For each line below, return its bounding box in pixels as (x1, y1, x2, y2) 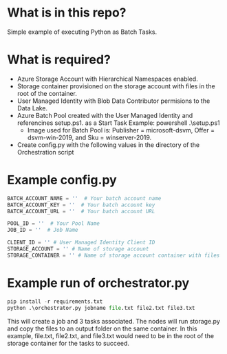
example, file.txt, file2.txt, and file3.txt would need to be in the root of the (7, 331, 215, 340)
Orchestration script (17, 148, 74, 156)
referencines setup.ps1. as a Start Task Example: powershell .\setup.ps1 (17, 119, 220, 127)
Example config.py (7, 173, 117, 188)
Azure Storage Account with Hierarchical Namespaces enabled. (17, 75, 198, 83)
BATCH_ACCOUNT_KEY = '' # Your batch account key (7, 201, 155, 208)
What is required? (7, 52, 111, 68)
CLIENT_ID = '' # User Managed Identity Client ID (7, 239, 155, 246)
